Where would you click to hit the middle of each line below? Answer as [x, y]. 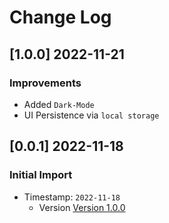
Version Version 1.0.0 [82, 207]
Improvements [45, 83]
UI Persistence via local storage [91, 115]
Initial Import [41, 175]
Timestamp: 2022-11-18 [72, 197]
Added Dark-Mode [59, 104]
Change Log [60, 17]
